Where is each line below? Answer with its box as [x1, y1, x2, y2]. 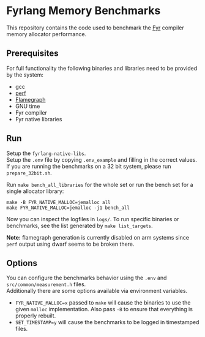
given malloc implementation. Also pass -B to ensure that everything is [15, 306, 193, 313]
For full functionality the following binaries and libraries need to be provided [6, 64, 198, 72]
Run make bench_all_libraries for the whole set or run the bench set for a [6, 181, 194, 188]
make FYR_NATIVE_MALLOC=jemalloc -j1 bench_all [6, 205, 130, 211]
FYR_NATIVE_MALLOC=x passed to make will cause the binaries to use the [15, 299, 191, 306]
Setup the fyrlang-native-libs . [6, 150, 86, 157]
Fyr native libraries [15, 115, 62, 123]
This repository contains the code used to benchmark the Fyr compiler [6, 24, 185, 31]
